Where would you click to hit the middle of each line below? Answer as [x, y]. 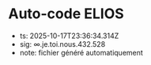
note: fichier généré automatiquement [81, 52]
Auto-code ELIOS [66, 14]
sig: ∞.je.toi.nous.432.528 [62, 44]
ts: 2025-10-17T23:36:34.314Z [69, 36]
